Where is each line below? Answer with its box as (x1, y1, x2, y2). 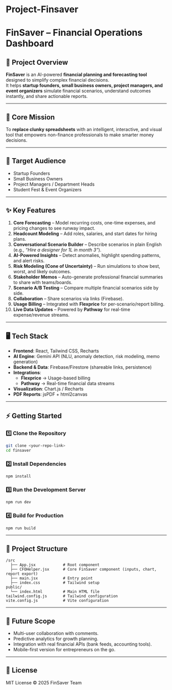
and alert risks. (13, 258, 45, 264)
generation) (13, 359, 38, 365)
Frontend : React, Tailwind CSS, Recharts (13, 348, 99, 354)
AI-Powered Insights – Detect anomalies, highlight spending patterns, (13, 252, 161, 258)
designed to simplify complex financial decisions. (6, 77, 109, 83)
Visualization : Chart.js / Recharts (13, 386, 84, 392)
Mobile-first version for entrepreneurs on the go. (13, 647, 116, 653)
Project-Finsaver (6, 4, 79, 15)
